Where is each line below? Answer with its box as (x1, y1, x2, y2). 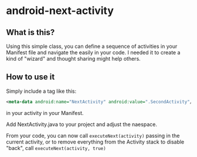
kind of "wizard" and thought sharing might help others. (6, 55, 141, 62)
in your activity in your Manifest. (6, 109, 84, 116)
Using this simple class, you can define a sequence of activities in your (6, 43, 178, 50)
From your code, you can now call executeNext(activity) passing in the (6, 132, 180, 139)
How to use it (6, 72, 55, 82)
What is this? (6, 27, 55, 37)
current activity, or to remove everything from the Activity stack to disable (6, 138, 185, 145)
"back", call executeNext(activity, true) (6, 144, 107, 151)
